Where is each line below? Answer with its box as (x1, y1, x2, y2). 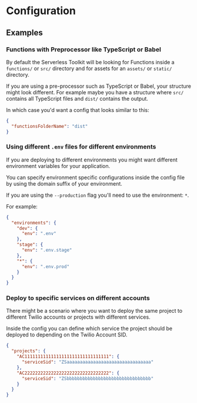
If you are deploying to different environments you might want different (6, 156, 178, 163)
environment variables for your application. (6, 162, 111, 169)
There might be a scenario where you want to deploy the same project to (6, 308, 183, 315)
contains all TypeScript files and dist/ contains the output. (6, 95, 149, 102)
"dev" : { (16, 225, 38, 231)
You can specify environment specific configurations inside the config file (6, 174, 185, 181)
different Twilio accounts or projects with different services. (6, 313, 151, 321)
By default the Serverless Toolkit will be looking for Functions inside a (6, 58, 175, 65)
